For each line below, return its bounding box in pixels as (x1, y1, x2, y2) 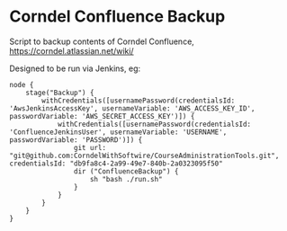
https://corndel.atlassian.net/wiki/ (9, 45, 134, 56)
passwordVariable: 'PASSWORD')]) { (9, 135, 143, 145)
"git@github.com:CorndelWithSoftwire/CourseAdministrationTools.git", (9, 151, 280, 160)
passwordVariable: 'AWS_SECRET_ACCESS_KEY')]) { (9, 111, 195, 120)
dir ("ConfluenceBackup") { (73, 166, 179, 176)
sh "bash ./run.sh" (89, 174, 164, 183)
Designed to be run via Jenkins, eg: (9, 63, 141, 74)
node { (9, 80, 34, 89)
